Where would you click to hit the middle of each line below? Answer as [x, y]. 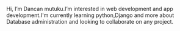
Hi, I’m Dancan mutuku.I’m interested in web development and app [90, 9]
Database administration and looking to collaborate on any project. [90, 22]
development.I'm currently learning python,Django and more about [90, 15]
